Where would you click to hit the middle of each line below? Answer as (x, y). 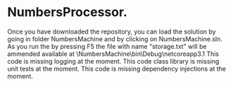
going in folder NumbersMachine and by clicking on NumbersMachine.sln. (115, 38)
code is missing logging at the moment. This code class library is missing (113, 61)
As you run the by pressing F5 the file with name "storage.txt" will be (107, 46)
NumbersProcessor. (68, 12)
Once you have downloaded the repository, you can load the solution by (112, 31)
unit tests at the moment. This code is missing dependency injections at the (117, 69)
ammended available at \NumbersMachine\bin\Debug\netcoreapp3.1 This (113, 54)
